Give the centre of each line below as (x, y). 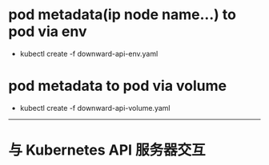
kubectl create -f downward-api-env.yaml (89, 53)
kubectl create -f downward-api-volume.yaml (95, 108)
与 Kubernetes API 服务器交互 (107, 150)
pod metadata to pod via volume (118, 86)
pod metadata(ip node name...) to (122, 15)
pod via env (48, 31)
